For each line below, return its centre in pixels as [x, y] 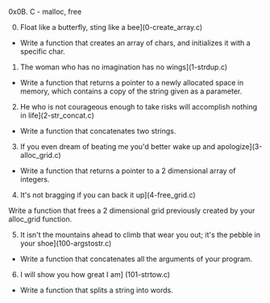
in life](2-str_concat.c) [57, 115]
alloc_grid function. [40, 219]
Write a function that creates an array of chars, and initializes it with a [135, 43]
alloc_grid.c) [41, 155]
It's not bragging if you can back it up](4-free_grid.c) [108, 195]
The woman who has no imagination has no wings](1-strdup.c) [124, 67]
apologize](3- [240, 147]
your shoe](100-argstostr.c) [66, 243]
